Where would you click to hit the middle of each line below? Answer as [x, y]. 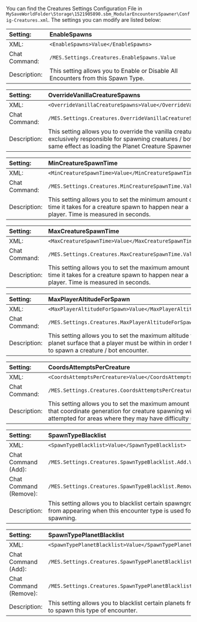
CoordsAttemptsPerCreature [89, 367]
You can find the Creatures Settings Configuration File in [74, 9]
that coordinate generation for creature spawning [116, 411]
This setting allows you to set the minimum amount [118, 199]
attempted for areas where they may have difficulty [118, 418]
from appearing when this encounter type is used [116, 510]
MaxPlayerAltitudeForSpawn [89, 299]
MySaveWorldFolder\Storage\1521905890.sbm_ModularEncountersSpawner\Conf [98, 14]
